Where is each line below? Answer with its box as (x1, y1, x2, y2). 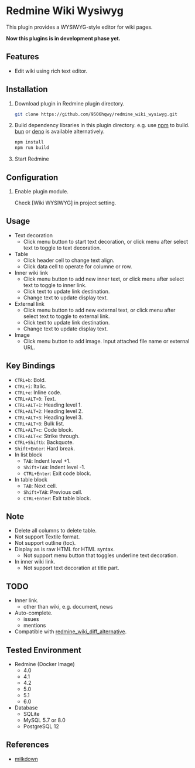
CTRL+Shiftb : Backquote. (14, 438, 74, 446)
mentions (23, 622, 46, 629)
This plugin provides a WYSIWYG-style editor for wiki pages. (6, 23, 153, 30)
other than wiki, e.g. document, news (23, 603, 113, 610)
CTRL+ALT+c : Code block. (14, 426, 73, 433)
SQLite (23, 711, 40, 718)
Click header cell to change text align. (23, 257, 115, 264)
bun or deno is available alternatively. (14, 128, 105, 135)
